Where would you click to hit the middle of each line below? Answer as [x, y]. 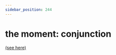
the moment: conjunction [58, 34]
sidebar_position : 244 [29, 10]
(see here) [16, 48]
